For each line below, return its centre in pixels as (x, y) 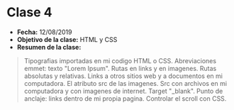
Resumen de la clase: (49, 47)
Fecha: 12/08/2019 (44, 32)
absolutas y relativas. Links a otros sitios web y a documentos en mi (123, 76)
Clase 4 (29, 12)
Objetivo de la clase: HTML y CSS (67, 39)
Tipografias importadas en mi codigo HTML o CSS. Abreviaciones (120, 60)
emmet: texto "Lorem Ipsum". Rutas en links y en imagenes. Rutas (120, 68)
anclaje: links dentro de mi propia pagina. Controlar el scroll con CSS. (125, 98)
